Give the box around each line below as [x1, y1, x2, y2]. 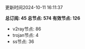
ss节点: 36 [12, 38, 34, 44]
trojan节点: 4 [12, 32, 39, 38]
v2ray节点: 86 [12, 26, 41, 32]
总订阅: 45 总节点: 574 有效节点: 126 [5, 15, 80, 21]
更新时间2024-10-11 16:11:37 [5, 5, 63, 10]
